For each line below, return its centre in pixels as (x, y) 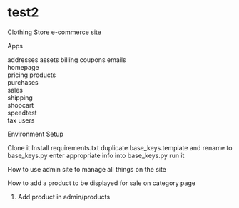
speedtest (22, 113)
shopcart (21, 105)
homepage (23, 67)
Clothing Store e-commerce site (55, 32)
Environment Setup (36, 134)
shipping (20, 98)
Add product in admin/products (64, 197)
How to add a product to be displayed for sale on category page (102, 183)
